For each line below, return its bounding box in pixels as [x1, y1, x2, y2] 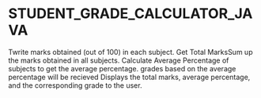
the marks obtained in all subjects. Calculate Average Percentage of [8, 56, 229, 65]
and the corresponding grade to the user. [8, 80, 142, 90]
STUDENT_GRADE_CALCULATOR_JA [8, 5, 253, 23]
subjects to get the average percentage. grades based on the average [8, 64, 236, 73]
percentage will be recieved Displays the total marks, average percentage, [8, 72, 251, 82]
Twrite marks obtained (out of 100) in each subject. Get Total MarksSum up [8, 47, 253, 56]
